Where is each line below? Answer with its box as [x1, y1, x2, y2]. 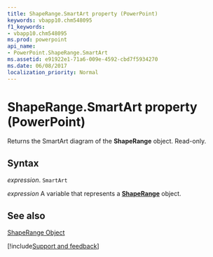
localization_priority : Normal [7, 69, 99, 76]
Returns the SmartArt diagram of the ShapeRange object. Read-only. [7, 137, 207, 146]
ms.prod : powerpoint [7, 36, 68, 43]
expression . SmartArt [7, 176, 68, 184]
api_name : [7, 43, 36, 50]
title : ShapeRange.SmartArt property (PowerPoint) [7, 10, 158, 18]
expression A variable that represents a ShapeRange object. [7, 190, 181, 198]
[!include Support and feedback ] [7, 242, 99, 251]
